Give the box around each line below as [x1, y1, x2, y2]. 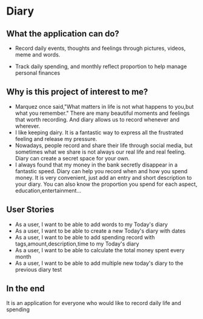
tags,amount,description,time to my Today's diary [15, 240, 139, 247]
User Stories [6, 205, 55, 215]
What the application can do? [6, 29, 119, 39]
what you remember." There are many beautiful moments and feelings [15, 109, 190, 117]
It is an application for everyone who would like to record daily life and [6, 300, 181, 307]
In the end [6, 284, 45, 294]
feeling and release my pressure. [15, 135, 98, 142]
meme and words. [15, 51, 61, 58]
